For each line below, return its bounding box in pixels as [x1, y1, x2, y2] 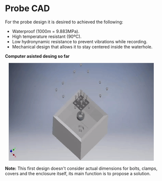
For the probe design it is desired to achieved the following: [5, 19, 123, 25]
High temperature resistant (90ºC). [12, 33, 82, 39]
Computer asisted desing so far [5, 53, 70, 59]
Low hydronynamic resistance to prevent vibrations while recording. [12, 38, 147, 44]
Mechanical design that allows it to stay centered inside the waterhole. [12, 44, 153, 49]
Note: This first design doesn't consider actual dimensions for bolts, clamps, [5, 165, 158, 171]
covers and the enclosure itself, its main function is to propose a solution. [5, 170, 151, 176]
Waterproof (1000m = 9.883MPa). [12, 28, 80, 34]
